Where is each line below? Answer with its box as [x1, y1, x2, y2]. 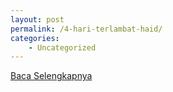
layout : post [10, 14, 65, 25]
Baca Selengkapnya [10, 70, 93, 82]
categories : [10, 33, 60, 43]
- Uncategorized [28, 42, 97, 53]
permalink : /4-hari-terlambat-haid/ [10, 24, 163, 34]
